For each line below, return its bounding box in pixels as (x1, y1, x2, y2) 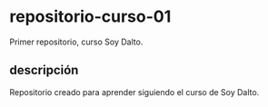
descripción (9, 63, 79, 78)
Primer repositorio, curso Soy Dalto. (9, 36, 144, 47)
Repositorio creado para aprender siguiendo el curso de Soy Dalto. (9, 86, 260, 97)
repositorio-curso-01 (9, 6, 172, 27)
